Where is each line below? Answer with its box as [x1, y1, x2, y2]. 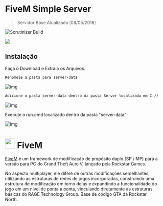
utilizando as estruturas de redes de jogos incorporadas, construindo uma [5, 176, 155, 182]
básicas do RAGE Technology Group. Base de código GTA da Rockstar [5, 191, 147, 197]
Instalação [5, 52, 38, 61]
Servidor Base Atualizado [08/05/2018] [17, 20, 96, 25]
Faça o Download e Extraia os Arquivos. [5, 65, 86, 71]
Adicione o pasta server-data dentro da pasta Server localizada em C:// [5, 93, 159, 98]
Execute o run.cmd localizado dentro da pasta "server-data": [5, 112, 128, 117]
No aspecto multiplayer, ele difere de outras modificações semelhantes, [5, 170, 150, 177]
